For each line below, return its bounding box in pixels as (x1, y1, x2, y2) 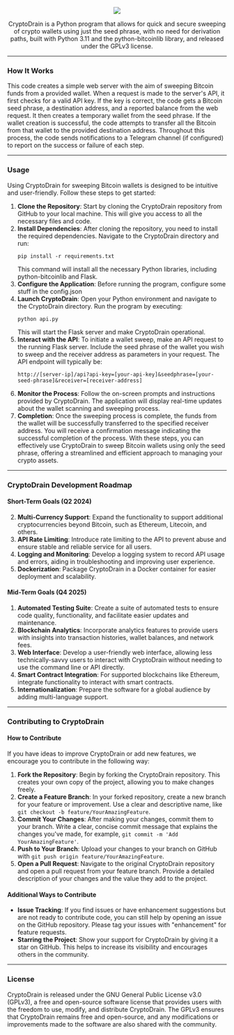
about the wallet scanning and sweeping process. (17, 404, 160, 412)
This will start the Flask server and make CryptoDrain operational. (17, 328, 206, 336)
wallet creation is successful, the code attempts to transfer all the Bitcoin (7, 119, 217, 127)
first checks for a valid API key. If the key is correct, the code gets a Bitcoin (7, 96, 223, 105)
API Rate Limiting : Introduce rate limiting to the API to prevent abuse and (17, 535, 226, 543)
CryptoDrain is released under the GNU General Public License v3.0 (7, 990, 202, 999)
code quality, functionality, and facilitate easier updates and (17, 611, 189, 619)
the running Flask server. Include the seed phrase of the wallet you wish (17, 342, 224, 351)
